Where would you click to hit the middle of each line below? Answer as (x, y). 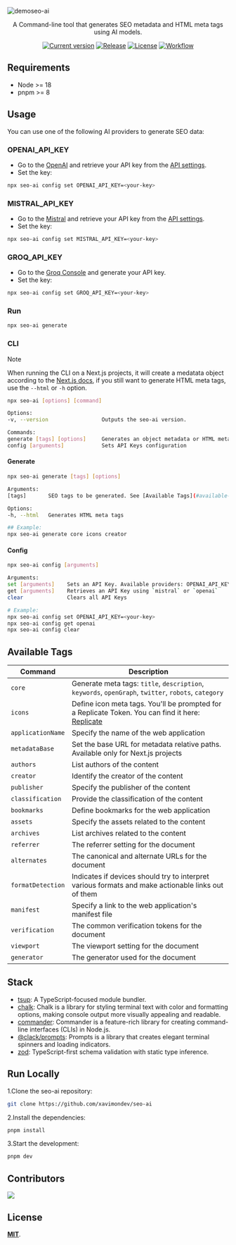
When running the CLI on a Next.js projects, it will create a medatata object (116, 373)
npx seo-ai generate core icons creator (67, 534)
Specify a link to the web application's (134, 905)
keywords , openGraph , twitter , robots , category (147, 693)
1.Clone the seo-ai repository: (50, 1091)
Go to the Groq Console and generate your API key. (92, 273)
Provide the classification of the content (137, 799)
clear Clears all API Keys (67, 597)
